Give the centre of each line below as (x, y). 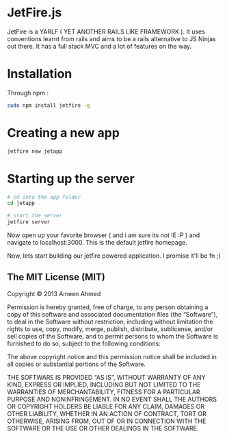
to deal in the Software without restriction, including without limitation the (110, 321)
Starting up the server (71, 179)
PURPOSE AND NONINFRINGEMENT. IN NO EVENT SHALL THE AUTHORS (112, 399)
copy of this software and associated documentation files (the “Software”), (112, 314)
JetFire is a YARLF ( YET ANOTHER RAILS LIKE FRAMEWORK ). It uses (106, 32)
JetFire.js (35, 13)
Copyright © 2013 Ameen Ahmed (54, 293)
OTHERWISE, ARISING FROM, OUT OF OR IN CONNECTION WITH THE (107, 421)
